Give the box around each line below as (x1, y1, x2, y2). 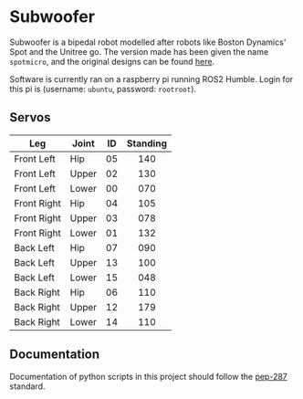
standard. (9, 381, 46, 392)
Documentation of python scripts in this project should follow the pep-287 (9, 371, 287, 382)
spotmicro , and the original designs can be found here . (9, 56, 215, 67)
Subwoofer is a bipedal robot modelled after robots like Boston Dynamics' (9, 37, 287, 47)
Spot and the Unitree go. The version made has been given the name (9, 46, 269, 57)
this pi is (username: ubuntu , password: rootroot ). (9, 83, 197, 94)
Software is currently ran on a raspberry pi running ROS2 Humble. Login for (9, 73, 294, 84)
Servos (9, 110, 51, 125)
